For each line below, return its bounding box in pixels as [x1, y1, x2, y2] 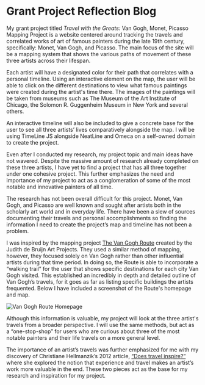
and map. [6, 291, 31, 298]
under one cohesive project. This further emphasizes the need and [6, 170, 174, 178]
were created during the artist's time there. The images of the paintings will [6, 88, 196, 95]
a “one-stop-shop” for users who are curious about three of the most [6, 328, 180, 335]
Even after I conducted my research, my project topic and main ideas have [6, 151, 193, 158]
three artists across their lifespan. [6, 57, 91, 64]
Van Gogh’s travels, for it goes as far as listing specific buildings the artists [6, 278, 193, 285]
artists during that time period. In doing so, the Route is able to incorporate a [6, 258, 198, 266]
